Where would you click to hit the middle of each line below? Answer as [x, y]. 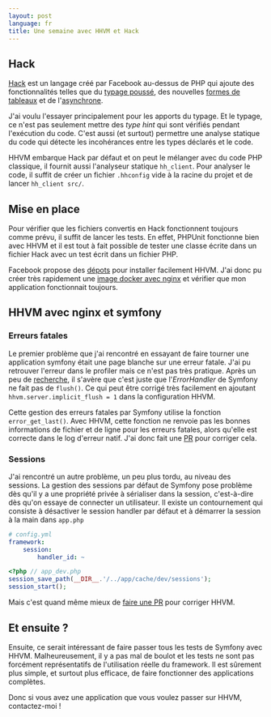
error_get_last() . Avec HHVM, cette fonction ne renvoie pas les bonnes [129, 420]
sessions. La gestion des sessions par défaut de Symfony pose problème [130, 485]
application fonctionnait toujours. [64, 287]
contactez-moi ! [35, 706]
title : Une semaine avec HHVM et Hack [74, 31]
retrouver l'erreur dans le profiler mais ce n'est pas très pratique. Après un [132, 370]
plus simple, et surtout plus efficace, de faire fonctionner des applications [131, 672]
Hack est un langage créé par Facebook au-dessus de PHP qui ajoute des [131, 83]
